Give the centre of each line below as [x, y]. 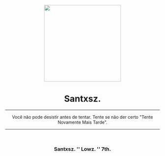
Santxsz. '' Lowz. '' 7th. [82, 149]
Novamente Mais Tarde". [82, 122]
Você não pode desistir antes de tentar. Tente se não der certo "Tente [82, 117]
